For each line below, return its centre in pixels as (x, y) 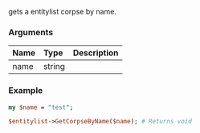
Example (26, 91)
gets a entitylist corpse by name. (62, 12)
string (54, 66)
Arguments (31, 32)
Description (96, 53)
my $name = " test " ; (41, 107)
